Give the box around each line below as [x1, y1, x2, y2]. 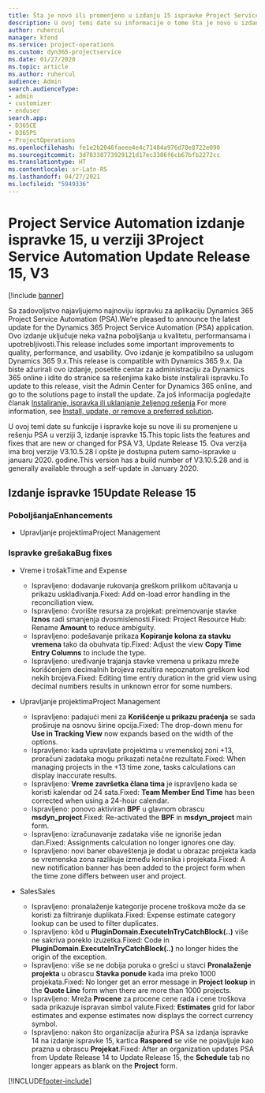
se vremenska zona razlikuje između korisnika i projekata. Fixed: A [31, 854, 246, 864]
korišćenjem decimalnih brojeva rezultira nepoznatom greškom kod [31, 664, 250, 674]
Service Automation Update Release [8, 248, 251, 265]
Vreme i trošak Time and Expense [19, 565, 128, 575]
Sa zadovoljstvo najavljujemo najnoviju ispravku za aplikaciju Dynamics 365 [8, 305, 254, 315]
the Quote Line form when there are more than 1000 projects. [31, 985, 232, 994]
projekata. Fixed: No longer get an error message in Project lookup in [31, 977, 256, 987]
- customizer [8, 99, 51, 107]
